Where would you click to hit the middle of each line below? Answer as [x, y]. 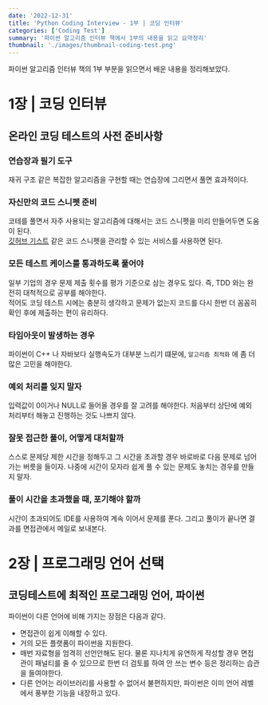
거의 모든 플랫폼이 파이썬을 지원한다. [76, 643]
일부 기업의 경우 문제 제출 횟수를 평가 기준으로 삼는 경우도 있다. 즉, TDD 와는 [127, 282]
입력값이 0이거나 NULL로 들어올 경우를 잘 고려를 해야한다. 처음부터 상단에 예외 [130, 406]
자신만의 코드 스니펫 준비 [53, 202]
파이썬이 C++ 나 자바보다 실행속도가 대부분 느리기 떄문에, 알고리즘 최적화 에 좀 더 [132, 354]
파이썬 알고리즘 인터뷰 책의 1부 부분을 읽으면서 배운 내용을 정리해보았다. [119, 69]
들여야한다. [46, 673]
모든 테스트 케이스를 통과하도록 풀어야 [76, 264]
